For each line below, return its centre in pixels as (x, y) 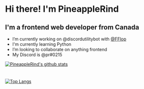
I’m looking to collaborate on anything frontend (59, 49)
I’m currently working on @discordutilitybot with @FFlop (69, 39)
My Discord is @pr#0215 (37, 55)
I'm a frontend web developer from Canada (72, 27)
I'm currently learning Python (42, 44)
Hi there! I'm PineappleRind (62, 9)
